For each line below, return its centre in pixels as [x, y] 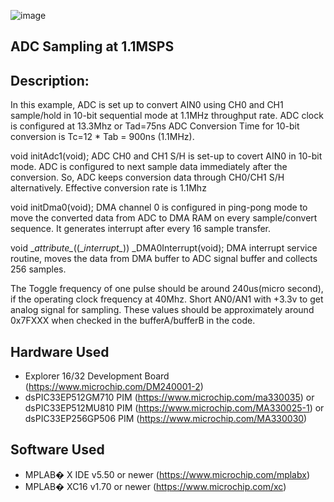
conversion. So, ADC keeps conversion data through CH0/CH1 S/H [147, 177]
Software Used [57, 450]
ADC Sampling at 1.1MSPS [92, 46]
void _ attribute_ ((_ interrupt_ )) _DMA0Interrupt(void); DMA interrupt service [164, 248]
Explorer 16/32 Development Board [97, 376]
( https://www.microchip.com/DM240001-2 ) [114, 387]
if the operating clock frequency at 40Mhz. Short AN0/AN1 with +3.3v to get [167, 299]
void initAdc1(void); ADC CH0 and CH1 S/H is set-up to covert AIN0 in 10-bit [166, 156]
